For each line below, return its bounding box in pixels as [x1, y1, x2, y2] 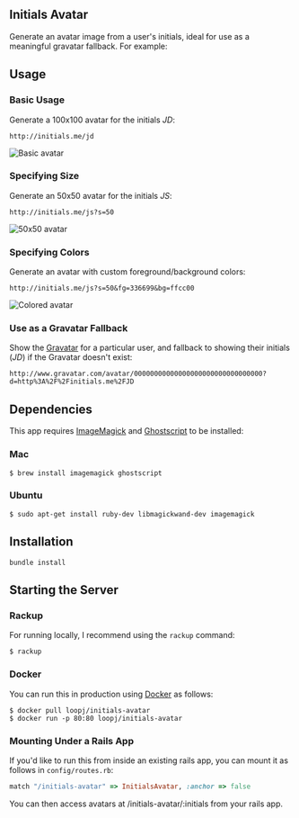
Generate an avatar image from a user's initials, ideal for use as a [9, 31, 250, 41]
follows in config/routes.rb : [9, 764, 114, 775]
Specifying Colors [9, 246, 90, 258]
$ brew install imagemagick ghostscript [9, 468, 163, 478]
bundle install [9, 558, 66, 567]
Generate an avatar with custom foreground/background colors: [9, 266, 246, 277]
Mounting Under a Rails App [9, 734, 135, 747]
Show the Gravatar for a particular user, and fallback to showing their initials [9, 342, 290, 354]
